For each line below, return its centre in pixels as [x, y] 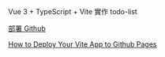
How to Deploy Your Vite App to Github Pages [82, 44]
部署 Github [27, 28]
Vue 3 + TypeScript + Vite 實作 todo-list [73, 11]
